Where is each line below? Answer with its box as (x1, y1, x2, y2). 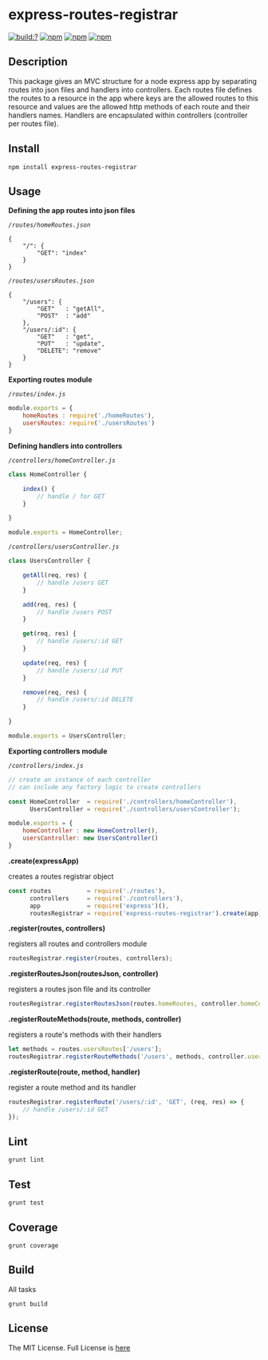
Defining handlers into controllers (8, 441, 123, 450)
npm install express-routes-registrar (8, 163, 137, 171)
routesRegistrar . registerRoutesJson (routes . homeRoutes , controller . (8, 1000, 241, 1008)
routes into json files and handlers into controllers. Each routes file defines (8, 85, 253, 94)
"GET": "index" (37, 249, 88, 257)
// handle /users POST (37, 608, 112, 616)
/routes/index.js (8, 390, 66, 398)
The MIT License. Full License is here (8, 1342, 131, 1352)
